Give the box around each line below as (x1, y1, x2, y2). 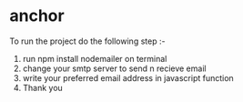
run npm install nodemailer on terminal (22, 53, 167, 64)
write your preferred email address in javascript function (22, 72, 234, 83)
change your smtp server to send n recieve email (22, 63, 207, 74)
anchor (9, 5, 66, 26)
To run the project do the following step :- (9, 36, 166, 46)
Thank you (22, 82, 64, 93)
